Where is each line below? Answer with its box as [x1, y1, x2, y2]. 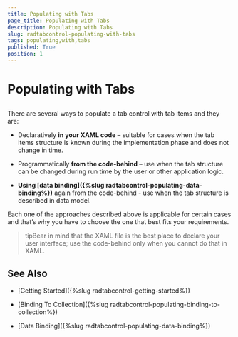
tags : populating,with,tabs [7, 37, 91, 44]
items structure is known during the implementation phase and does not [17, 139, 229, 147]
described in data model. [17, 196, 91, 205]
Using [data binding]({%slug [17, 181, 105, 190]
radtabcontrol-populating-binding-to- [110, 301, 221, 309]
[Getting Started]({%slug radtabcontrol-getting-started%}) [17, 286, 191, 295]
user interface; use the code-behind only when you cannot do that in [24, 239, 227, 248]
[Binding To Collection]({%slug [17, 301, 109, 309]
